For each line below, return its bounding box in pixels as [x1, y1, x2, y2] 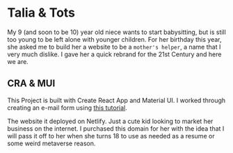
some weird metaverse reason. [7, 139, 96, 147]
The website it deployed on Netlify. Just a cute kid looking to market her [7, 117, 214, 125]
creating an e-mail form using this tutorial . [7, 103, 127, 112]
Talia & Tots [7, 5, 75, 21]
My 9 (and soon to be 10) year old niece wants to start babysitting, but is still [7, 28, 226, 36]
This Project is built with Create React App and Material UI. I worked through [7, 96, 226, 104]
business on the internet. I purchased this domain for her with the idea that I [7, 124, 225, 133]
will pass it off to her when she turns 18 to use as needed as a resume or [7, 131, 215, 140]
